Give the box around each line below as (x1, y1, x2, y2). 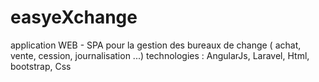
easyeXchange (10, 6, 138, 29)
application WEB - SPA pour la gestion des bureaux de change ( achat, (10, 39, 302, 51)
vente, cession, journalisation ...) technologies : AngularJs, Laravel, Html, (10, 49, 310, 61)
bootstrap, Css (10, 60, 72, 72)
